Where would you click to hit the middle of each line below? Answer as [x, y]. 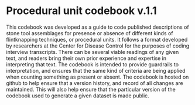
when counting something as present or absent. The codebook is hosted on [97, 77]
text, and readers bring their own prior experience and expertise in [86, 58]
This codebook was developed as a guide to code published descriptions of [97, 27]
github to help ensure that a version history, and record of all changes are [95, 83]
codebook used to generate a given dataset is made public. [78, 96]
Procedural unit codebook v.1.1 [81, 11]
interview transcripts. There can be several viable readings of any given [93, 52]
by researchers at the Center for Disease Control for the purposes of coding [98, 46]
